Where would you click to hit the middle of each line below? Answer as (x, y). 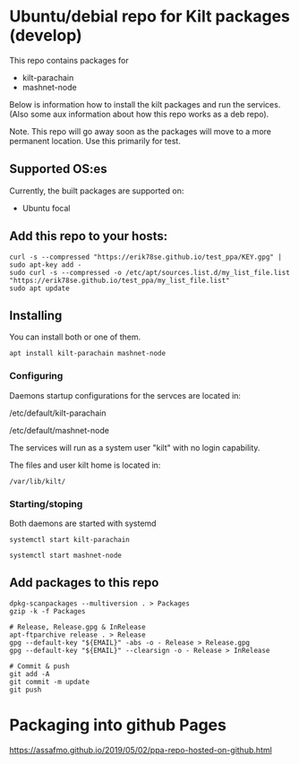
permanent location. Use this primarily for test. (95, 141)
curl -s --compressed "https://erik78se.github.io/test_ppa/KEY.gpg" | (145, 257)
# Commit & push (39, 666)
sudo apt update (39, 288)
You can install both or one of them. (75, 337)
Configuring (36, 376)
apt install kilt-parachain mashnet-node (88, 354)
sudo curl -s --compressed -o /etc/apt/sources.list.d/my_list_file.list (150, 272)
